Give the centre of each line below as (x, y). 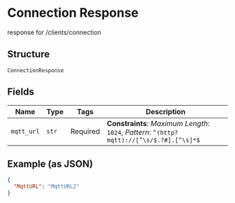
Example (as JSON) (50, 163)
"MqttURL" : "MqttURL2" (47, 187)
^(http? (165, 132)
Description (166, 111)
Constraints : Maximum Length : (158, 123)
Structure (29, 54)
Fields (21, 92)
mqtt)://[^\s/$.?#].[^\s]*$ (154, 140)
